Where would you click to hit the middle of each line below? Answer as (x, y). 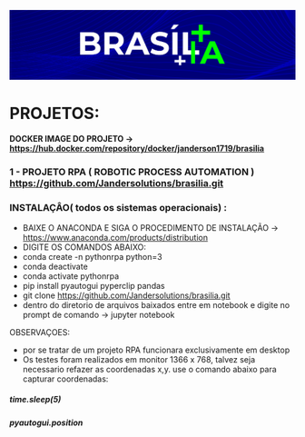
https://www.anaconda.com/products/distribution (115, 237)
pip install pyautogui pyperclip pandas (93, 285)
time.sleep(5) (35, 400)
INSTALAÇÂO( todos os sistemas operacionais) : (118, 208)
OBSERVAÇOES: (40, 332)
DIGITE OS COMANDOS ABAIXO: (84, 247)
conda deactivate (55, 266)
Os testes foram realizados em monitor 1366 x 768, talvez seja (139, 359)
